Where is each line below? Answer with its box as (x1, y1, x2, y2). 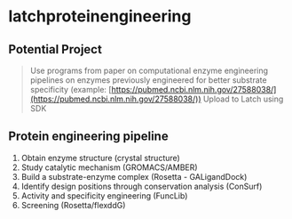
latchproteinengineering (8, 6, 192, 27)
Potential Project (8, 42, 103, 57)
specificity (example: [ (29, 85, 112, 94)
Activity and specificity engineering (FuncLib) (20, 190, 188, 201)
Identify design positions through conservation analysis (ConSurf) (20, 181, 263, 191)
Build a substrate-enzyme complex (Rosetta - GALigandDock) (20, 171, 248, 182)
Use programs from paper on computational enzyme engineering (29, 65, 268, 76)
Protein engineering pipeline (8, 129, 170, 144)
